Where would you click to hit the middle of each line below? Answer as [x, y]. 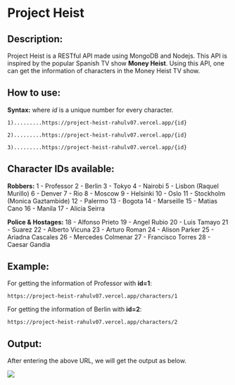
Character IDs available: [61, 169]
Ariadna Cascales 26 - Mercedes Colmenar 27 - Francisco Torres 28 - [109, 236]
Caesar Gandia [29, 244]
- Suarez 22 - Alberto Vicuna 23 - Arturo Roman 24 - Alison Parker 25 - [111, 229]
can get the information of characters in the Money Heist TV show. [104, 71]
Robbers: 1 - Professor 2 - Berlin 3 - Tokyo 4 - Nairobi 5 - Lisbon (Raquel [113, 186]
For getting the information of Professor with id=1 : [80, 284]
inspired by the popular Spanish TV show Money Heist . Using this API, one [116, 63]
